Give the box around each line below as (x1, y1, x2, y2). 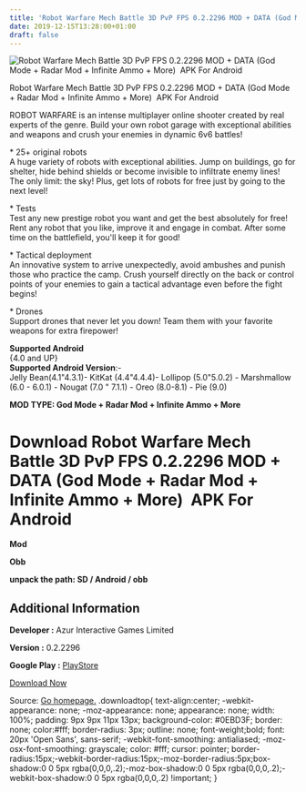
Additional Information (9, 600, 140, 615)
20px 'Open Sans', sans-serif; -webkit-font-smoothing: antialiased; (9, 734, 261, 745)
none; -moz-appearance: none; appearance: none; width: (58, 705, 275, 716)
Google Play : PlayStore (9, 660, 98, 671)
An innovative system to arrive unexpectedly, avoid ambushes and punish (9, 259, 286, 270)
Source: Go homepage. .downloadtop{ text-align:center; (9, 696, 220, 706)
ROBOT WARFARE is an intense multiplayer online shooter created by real (9, 110, 285, 121)
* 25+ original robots (9, 147, 87, 157)
